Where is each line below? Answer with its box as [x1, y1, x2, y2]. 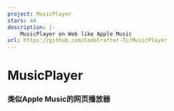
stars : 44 [7, 17, 37, 24]
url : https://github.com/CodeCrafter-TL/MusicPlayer [7, 37, 168, 44]
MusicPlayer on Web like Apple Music [20, 30, 133, 38]
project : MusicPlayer [7, 10, 72, 18]
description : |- [7, 23, 56, 31]
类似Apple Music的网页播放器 [7, 94, 111, 104]
